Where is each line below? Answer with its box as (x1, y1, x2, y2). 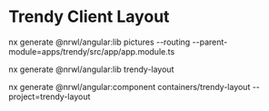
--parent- (192, 36, 228, 47)
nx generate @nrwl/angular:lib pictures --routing (8, 36, 191, 47)
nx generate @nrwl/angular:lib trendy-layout (8, 64, 174, 75)
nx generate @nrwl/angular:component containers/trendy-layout (8, 81, 251, 92)
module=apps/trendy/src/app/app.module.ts (8, 45, 175, 56)
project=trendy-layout (8, 91, 91, 102)
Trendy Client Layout (8, 6, 170, 27)
